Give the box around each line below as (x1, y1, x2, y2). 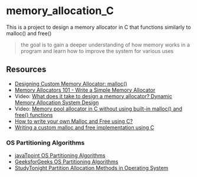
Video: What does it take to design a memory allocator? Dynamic (14, 92, 173, 99)
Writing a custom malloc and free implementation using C (14, 123, 155, 131)
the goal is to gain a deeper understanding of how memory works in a (20, 41, 190, 48)
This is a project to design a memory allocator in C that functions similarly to (6, 24, 191, 31)
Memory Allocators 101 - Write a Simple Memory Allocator (14, 86, 156, 93)
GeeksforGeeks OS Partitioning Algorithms (14, 158, 119, 165)
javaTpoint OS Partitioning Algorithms (14, 152, 106, 159)
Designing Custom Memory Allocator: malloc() (14, 80, 128, 87)
